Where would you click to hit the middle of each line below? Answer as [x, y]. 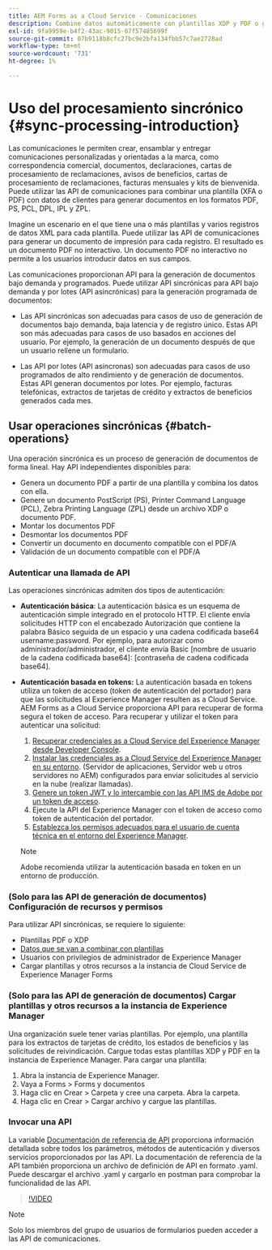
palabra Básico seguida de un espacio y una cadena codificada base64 [139, 631]
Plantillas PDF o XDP [54, 940]
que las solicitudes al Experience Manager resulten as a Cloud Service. [138, 699]
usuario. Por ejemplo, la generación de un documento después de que [138, 341]
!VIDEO [40, 1198]
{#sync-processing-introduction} [124, 126]
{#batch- [188, 426]
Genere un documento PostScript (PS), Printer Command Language [133, 500]
